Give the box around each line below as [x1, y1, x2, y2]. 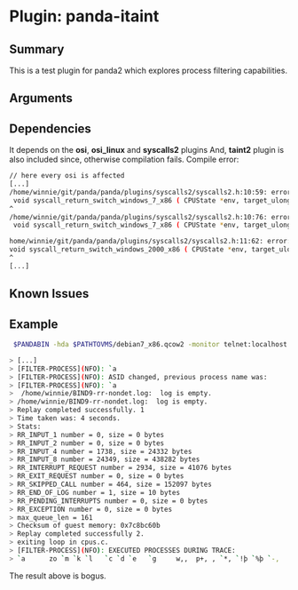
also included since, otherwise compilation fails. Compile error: [9, 154, 239, 165]
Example [9, 316, 59, 331]
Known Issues [9, 286, 90, 301]
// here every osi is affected [9, 171, 125, 180]
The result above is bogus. [9, 570, 106, 581]
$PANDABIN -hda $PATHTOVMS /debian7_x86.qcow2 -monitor [12, 340, 220, 349]
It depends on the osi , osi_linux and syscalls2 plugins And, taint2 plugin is [9, 145, 285, 155]
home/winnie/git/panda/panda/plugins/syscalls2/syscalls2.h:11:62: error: [9, 237, 292, 246]
